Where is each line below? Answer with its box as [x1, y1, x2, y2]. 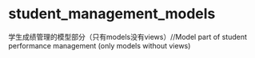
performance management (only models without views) [8, 41, 191, 50]
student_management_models [8, 5, 216, 23]
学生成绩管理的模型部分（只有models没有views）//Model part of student [8, 32, 248, 41]
